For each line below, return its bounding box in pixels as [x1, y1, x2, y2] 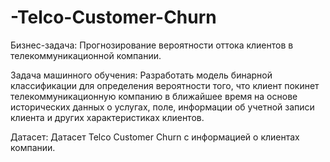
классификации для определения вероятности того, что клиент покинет [10, 79, 320, 91]
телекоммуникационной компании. [10, 49, 162, 61]
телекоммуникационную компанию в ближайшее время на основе [10, 90, 298, 102]
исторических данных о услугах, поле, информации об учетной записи [10, 101, 315, 113]
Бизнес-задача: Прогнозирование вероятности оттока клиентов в [10, 39, 294, 51]
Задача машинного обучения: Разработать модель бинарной [10, 69, 273, 81]
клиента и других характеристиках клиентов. [10, 111, 205, 123]
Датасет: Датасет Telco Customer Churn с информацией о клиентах [10, 131, 300, 143]
